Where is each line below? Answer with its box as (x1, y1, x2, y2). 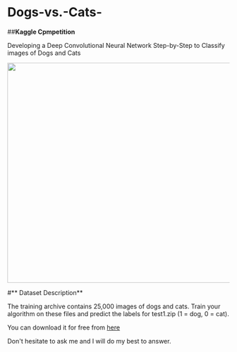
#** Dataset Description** (7, 288, 83, 296)
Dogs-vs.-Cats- (7, 4, 102, 20)
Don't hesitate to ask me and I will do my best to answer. (7, 337, 171, 345)
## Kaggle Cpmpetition (7, 27, 75, 36)
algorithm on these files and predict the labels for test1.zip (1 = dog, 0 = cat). (7, 309, 229, 318)
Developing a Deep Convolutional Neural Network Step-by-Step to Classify (7, 41, 226, 49)
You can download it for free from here (7, 323, 121, 332)
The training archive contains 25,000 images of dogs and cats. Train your (7, 302, 221, 310)
